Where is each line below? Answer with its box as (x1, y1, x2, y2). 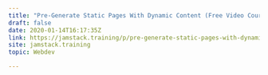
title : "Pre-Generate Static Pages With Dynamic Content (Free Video (8, 11, 245, 20)
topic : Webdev (8, 48, 56, 56)
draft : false (8, 19, 52, 27)
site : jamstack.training (8, 41, 91, 49)
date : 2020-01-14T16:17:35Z (8, 26, 102, 34)
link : (8, 33, 26, 42)
